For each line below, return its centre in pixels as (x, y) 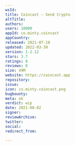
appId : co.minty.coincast (32, 33)
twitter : (14, 122)
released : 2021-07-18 (28, 43)
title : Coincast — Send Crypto (38, 15)
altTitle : (15, 19)
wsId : (11, 10)
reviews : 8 (16, 66)
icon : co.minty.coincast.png (35, 89)
